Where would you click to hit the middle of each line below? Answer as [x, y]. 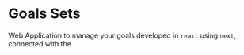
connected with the [40, 43]
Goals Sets [44, 14]
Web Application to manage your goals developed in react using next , [122, 35]
